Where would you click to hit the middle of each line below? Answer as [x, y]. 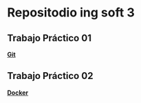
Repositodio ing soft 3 [71, 13]
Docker [18, 92]
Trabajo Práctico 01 [49, 38]
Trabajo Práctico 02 [50, 76]
